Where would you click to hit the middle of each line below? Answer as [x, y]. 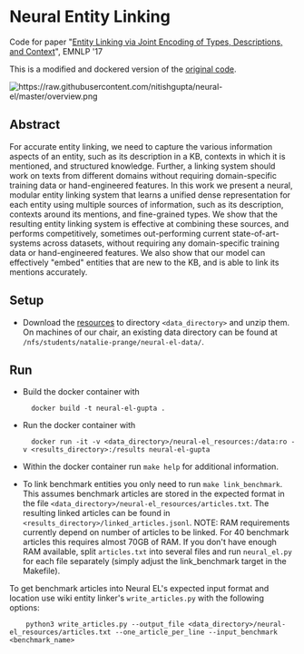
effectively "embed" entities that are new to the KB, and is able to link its [144, 262]
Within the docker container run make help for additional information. [151, 467]
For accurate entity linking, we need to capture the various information [141, 146]
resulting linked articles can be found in [96, 513]
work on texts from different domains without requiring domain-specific [143, 175]
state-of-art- [255, 233]
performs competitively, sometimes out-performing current [120, 233]
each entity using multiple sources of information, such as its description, [147, 204]
